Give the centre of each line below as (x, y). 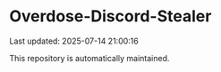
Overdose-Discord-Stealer (110, 16)
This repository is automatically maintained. (89, 58)
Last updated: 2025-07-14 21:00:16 (74, 41)
